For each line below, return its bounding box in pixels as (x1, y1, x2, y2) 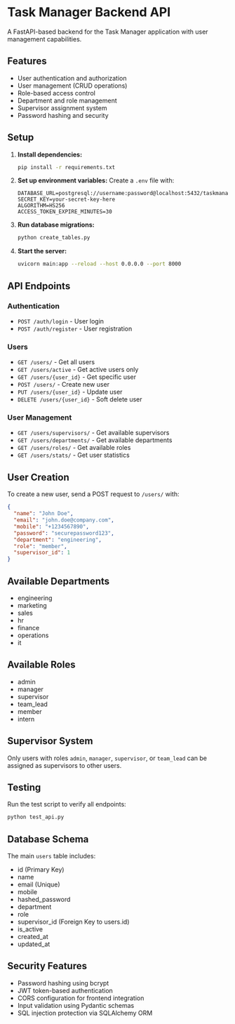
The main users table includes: (7, 852, 96, 860)
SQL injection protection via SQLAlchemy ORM (17, 1009, 153, 1017)
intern (17, 714, 35, 723)
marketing (17, 601, 47, 609)
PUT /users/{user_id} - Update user (17, 387, 123, 397)
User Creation (7, 471, 69, 483)
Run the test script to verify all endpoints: (7, 800, 126, 809)
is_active (17, 925, 43, 933)
